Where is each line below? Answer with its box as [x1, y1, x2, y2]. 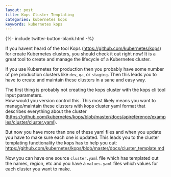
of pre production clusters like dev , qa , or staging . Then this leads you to [5, 72, 157, 78]
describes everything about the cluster [5, 108, 87, 114]
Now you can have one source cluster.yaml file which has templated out [5, 155, 159, 161]
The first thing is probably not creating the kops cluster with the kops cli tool [5, 87, 166, 93]
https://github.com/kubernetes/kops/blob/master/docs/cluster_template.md [5, 145, 165, 152]
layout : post [5, 7, 33, 13]
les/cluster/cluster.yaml [5, 119, 55, 125]
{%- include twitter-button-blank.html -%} [5, 36, 94, 42]
